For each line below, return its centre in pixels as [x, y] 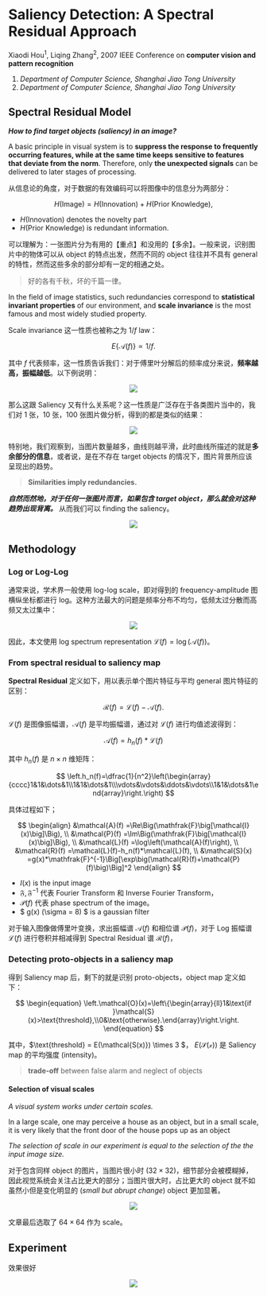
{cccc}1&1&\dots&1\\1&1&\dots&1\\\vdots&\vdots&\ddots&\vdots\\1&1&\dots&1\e [133, 784]
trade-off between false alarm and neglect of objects [115, 1070]
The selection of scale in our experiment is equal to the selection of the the [131, 1146]
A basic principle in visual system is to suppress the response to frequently [133, 147]
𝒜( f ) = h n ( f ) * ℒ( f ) [133, 742]
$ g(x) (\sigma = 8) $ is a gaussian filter [85, 911]
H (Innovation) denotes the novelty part [83, 219]
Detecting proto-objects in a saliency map [91, 959]
